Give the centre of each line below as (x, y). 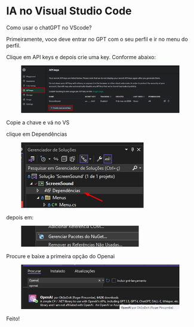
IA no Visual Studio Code (69, 11)
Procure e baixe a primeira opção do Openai (61, 256)
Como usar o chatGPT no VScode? (49, 27)
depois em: (20, 218)
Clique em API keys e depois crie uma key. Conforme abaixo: (81, 57)
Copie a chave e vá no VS (38, 123)
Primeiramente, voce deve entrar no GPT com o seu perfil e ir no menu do (97, 39)
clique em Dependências (37, 134)
